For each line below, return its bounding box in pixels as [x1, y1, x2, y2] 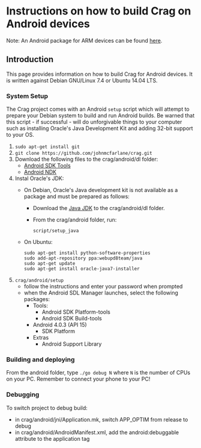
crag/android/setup [14, 278, 64, 284]
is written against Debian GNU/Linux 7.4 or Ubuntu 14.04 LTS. [6, 76, 158, 84]
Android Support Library [41, 340, 102, 347]
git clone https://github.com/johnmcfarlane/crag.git [14, 151, 152, 157]
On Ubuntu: [23, 238, 53, 246]
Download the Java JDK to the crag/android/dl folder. [32, 205, 165, 212]
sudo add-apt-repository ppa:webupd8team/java [23, 255, 143, 261]
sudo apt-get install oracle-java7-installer [23, 266, 140, 272]
